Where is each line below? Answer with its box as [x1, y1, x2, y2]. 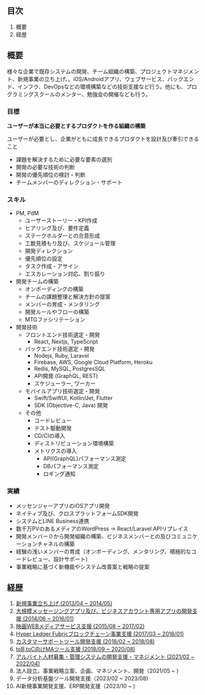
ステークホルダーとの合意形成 [24, 232, 100, 240]
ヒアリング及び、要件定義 [24, 224, 90, 232]
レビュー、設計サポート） [26, 555, 91, 563]
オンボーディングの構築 [24, 285, 84, 293]
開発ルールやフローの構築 [24, 308, 90, 316]
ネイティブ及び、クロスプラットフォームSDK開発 [15, 510, 139, 517]
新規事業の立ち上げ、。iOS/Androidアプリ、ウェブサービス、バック [17, 75, 184, 82]
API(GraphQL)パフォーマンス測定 [43, 455, 127, 462]
